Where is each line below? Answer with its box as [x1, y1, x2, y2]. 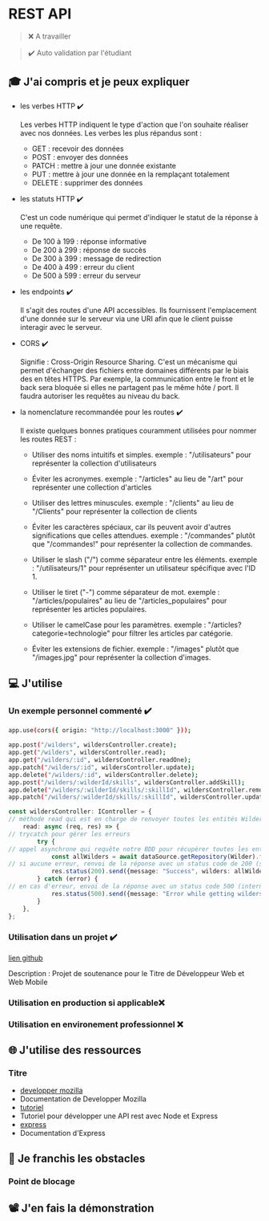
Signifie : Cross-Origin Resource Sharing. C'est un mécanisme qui [19, 356, 238, 366]
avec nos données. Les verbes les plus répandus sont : [19, 128, 203, 137]
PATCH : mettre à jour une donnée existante [31, 161, 177, 170]
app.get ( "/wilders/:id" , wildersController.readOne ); [8, 756, 192, 764]
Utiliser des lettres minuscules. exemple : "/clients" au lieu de [31, 498, 235, 507]
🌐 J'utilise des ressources [8, 1043, 142, 1056]
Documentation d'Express [19, 1129, 106, 1138]
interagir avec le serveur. [19, 322, 102, 332]
